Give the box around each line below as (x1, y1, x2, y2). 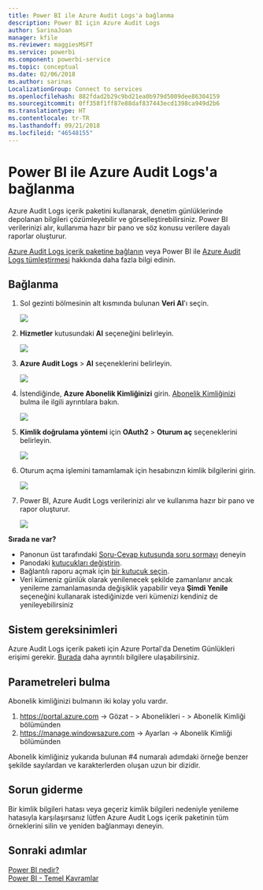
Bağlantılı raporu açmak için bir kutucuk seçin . (19, 566, 169, 576)
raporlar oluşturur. (8, 231, 67, 241)
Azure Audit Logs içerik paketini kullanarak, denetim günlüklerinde (8, 206, 223, 216)
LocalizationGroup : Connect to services (8, 84, 143, 93)
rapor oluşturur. (19, 505, 71, 514)
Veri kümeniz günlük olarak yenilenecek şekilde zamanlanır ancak (19, 575, 233, 584)
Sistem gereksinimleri (8, 623, 118, 637)
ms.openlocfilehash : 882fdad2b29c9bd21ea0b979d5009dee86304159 (8, 92, 220, 100)
